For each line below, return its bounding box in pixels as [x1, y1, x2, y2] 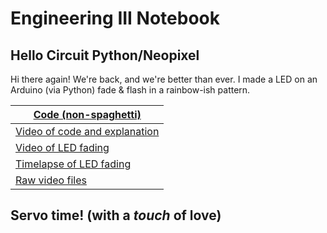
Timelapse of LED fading [15, 157, 132, 171]
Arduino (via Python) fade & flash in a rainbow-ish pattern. [10, 84, 251, 96]
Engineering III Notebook [10, 7, 221, 30]
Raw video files [15, 173, 87, 187]
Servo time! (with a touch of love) [10, 207, 222, 224]
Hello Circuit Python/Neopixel [10, 47, 200, 64]
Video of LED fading [15, 141, 110, 154]
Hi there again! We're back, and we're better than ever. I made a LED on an [10, 73, 318, 85]
